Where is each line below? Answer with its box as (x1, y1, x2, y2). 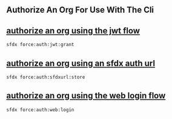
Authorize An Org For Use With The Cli (6, 5, 154, 15)
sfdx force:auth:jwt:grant (6, 42, 74, 48)
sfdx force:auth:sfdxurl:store (6, 74, 85, 81)
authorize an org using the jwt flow (6, 25, 141, 36)
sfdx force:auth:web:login (6, 106, 74, 113)
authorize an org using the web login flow (6, 90, 166, 101)
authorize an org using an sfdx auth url (6, 58, 156, 69)
